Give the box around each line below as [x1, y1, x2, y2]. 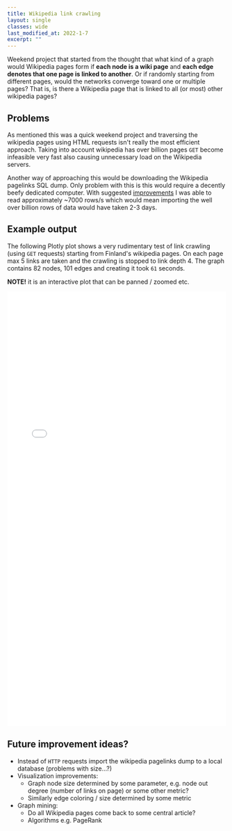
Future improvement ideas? [7, 739, 129, 750]
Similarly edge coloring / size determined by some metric [27, 793, 192, 802]
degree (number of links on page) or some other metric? [27, 786, 189, 795]
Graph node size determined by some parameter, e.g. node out [27, 779, 208, 787]
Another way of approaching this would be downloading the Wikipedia [7, 173, 208, 181]
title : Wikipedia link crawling [7, 10, 101, 17]
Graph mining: [17, 801, 58, 809]
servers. [7, 160, 31, 168]
